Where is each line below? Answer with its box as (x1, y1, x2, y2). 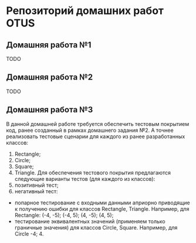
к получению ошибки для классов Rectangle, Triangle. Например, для (14, 205, 190, 212)
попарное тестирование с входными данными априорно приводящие (14, 199, 190, 206)
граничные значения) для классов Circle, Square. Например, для (14, 224, 178, 231)
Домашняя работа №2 (6, 72, 93, 83)
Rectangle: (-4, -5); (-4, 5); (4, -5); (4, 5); (14, 211, 114, 218)
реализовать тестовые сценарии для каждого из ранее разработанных (6, 133, 185, 140)
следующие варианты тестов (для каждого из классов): (14, 175, 156, 182)
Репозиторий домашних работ (6, 4, 164, 18)
